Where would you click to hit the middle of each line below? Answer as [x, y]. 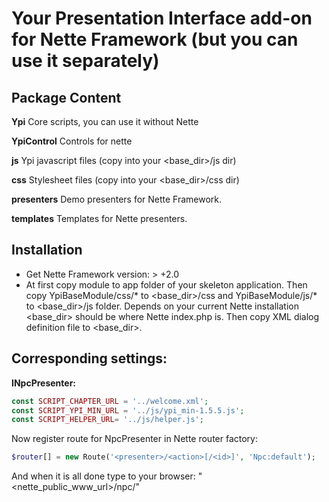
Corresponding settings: [89, 358]
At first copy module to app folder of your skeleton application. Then [166, 284]
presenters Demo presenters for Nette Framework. [117, 199]
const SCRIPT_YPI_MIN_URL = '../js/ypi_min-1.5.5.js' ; [128, 410]
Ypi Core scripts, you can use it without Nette [105, 121]
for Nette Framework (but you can [155, 39]
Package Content [66, 97]
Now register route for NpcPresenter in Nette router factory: [134, 439]
